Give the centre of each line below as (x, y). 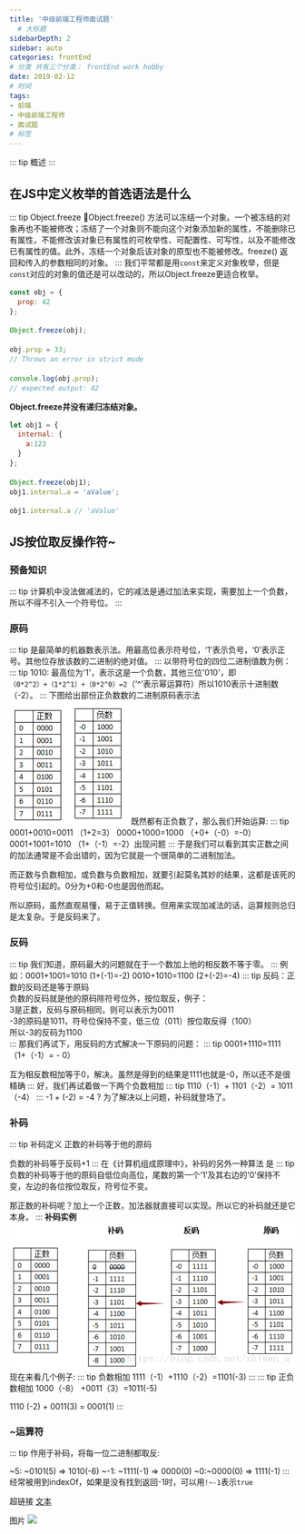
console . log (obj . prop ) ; (54, 378)
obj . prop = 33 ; (38, 350)
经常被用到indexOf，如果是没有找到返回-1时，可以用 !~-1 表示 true (132, 1482)
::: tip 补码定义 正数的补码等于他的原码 (81, 1143)
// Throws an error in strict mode (77, 360)
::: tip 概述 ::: (33, 163)
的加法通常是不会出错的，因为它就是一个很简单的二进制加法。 (125, 856)
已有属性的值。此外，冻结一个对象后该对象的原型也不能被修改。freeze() (144, 251)
